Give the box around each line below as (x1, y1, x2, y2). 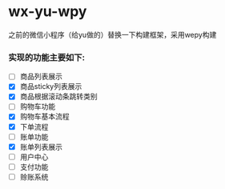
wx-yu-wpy (8, 2, 87, 21)
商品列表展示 (19, 71, 62, 82)
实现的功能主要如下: (8, 51, 86, 62)
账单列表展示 (19, 142, 62, 151)
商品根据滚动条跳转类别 (19, 91, 98, 102)
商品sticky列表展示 (19, 82, 82, 91)
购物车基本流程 (19, 111, 70, 122)
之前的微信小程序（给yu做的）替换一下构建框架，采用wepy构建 (8, 30, 217, 39)
